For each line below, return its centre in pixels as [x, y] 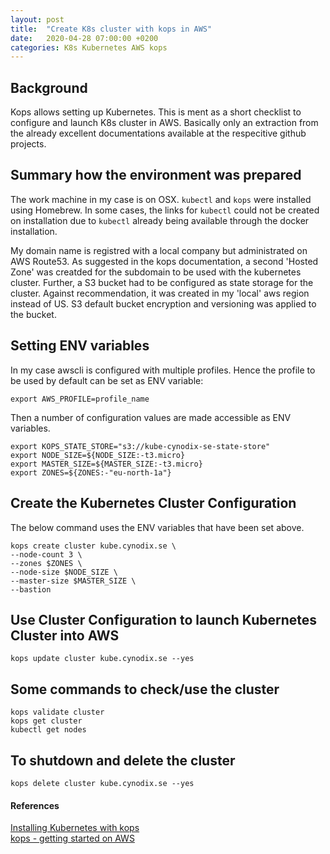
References [35, 805]
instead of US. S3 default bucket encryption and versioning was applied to [163, 303]
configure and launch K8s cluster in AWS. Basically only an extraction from [164, 123]
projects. [28, 144]
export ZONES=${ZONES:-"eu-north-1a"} [91, 472]
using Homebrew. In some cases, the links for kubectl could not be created [165, 210]
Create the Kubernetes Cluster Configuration [153, 503]
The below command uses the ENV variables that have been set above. [157, 527]
